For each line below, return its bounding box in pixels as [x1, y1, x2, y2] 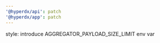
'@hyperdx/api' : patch [5, 8, 61, 15]
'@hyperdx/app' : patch [5, 14, 61, 20]
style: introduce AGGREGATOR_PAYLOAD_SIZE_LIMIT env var [5, 30, 155, 37]
